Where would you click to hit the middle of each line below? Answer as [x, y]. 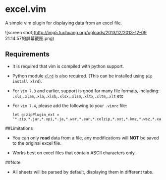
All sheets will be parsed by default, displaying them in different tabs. [83, 172]
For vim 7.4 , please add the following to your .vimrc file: [70, 106]
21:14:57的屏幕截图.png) [30, 38]
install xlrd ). [27, 81]
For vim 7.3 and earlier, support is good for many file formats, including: [86, 91]
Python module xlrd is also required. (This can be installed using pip [82, 76]
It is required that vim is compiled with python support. [68, 66]
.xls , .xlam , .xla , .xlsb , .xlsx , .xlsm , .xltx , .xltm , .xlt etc [68, 96]
